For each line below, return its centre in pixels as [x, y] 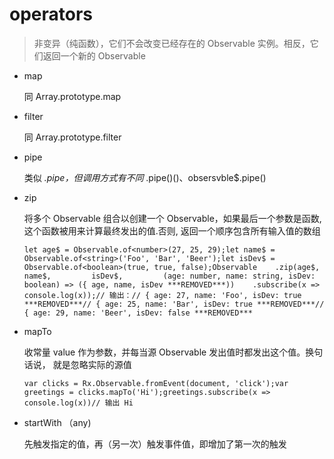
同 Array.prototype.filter [72, 137]
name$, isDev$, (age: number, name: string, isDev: [169, 276]
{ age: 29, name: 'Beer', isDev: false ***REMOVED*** [138, 313]
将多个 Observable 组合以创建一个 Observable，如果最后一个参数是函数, [172, 218]
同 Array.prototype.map [72, 96]
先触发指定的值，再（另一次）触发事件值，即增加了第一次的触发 [155, 444]
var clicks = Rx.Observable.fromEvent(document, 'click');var [156, 383]
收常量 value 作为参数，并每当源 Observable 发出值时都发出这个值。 [164, 352]
